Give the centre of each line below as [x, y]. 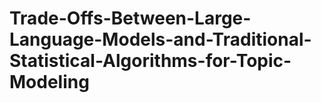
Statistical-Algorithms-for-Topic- [150, 61]
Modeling [49, 82]
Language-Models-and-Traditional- [160, 39]
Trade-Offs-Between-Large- [130, 18]
